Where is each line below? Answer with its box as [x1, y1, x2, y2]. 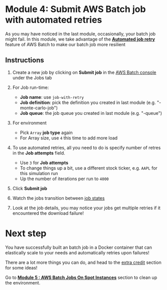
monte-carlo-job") [20, 104, 58, 111]
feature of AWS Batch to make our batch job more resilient [5, 41, 126, 47]
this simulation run [20, 170, 59, 176]
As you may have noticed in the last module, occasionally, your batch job [5, 31, 156, 37]
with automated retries [5, 14, 102, 26]
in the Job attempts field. [12, 150, 65, 156]
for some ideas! [5, 264, 38, 270]
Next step [5, 227, 47, 239]
